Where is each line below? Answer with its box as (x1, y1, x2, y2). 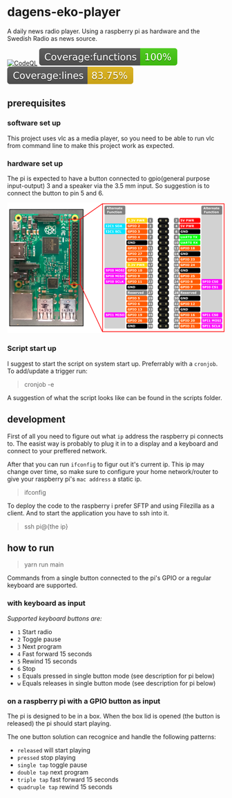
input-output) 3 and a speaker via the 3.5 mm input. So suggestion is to (7, 181, 210, 190)
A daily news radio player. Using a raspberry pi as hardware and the (7, 27, 200, 35)
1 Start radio (17, 627, 52, 636)
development (7, 414, 66, 426)
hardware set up (7, 158, 64, 168)
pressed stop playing (17, 754, 76, 762)
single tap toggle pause (17, 761, 88, 769)
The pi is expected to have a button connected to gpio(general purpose (7, 174, 211, 182)
